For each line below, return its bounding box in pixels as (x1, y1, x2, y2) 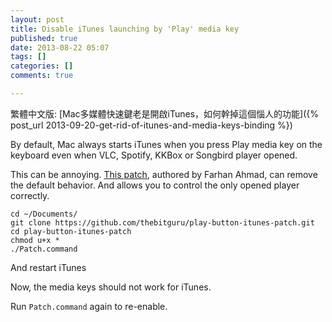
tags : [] (10, 52, 47, 62)
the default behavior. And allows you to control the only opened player (10, 179, 300, 191)
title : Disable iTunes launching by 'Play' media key (10, 24, 240, 34)
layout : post (10, 14, 65, 25)
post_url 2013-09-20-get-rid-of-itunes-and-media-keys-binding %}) (10, 119, 293, 131)
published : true (10, 33, 78, 43)
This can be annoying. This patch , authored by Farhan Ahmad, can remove (10, 168, 318, 180)
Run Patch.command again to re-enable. (10, 300, 168, 312)
